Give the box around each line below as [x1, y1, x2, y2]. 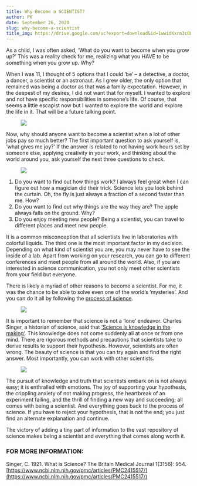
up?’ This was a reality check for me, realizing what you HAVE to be [6, 53, 169, 60]
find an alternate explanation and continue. [6, 415, 110, 422]
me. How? [14, 197, 39, 204]
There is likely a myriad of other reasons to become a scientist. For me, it [6, 282, 182, 289]
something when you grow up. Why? [6, 59, 95, 67]
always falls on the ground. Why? [14, 210, 95, 217]
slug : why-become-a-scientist [6, 25, 80, 31]
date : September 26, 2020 [6, 19, 69, 25]
